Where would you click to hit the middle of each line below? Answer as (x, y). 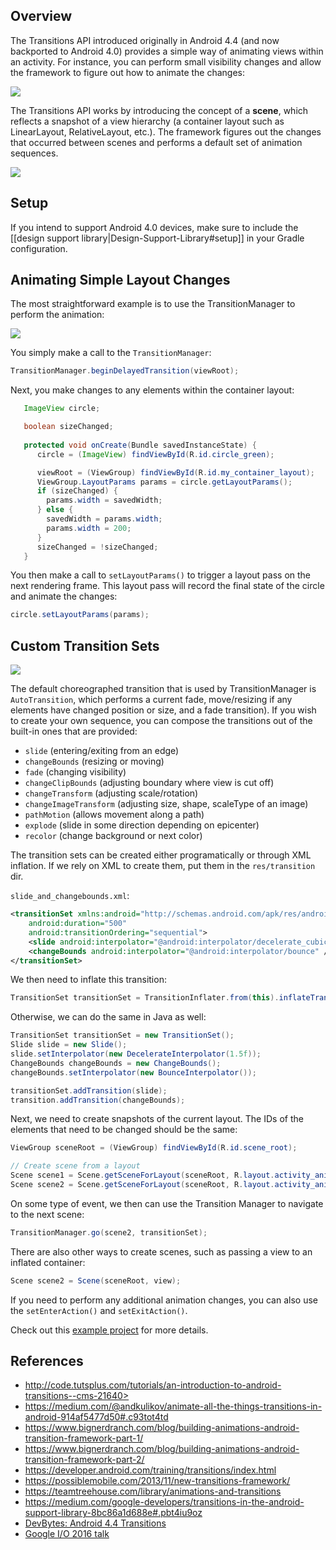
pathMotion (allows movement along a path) (114, 815)
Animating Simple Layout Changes (120, 280)
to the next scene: (47, 1214)
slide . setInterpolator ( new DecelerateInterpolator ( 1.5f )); (136, 1054)
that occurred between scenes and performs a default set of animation (156, 142)
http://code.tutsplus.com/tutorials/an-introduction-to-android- (153, 1385)
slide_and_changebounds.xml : (70, 896)
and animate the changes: (64, 596)
